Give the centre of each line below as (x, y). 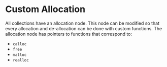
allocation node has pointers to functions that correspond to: (69, 34)
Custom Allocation (45, 9)
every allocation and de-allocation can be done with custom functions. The (84, 28)
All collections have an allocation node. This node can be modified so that (82, 23)
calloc (20, 44)
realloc (21, 60)
